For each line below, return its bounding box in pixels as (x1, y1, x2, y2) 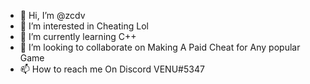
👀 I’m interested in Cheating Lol (19, 20, 149, 32)
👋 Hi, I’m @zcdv (19, 10, 86, 21)
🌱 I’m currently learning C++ (19, 31, 137, 42)
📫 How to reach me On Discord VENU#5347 (19, 63, 205, 75)
